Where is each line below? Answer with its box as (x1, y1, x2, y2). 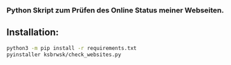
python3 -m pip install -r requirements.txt (6, 44, 137, 51)
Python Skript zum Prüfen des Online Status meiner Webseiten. (6, 5, 224, 15)
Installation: (6, 27, 59, 38)
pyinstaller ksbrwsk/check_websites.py (6, 51, 122, 58)
